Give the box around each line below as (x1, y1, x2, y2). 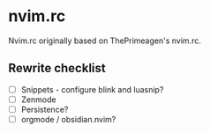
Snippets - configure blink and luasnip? (20, 84, 164, 94)
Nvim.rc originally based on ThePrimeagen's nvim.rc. (8, 35, 202, 46)
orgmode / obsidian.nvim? (20, 114, 116, 124)
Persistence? (20, 104, 69, 115)
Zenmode (20, 94, 56, 105)
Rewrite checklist (8, 61, 107, 76)
